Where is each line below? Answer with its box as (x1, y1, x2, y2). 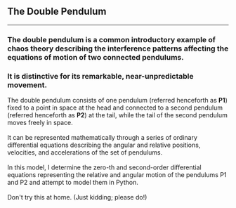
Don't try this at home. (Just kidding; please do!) (7, 193, 147, 202)
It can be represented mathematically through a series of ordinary (7, 134, 198, 142)
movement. (7, 80, 48, 90)
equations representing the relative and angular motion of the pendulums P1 (7, 171, 227, 179)
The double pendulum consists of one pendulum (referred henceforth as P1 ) (7, 96, 228, 105)
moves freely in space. (7, 119, 74, 127)
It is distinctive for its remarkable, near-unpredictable (7, 71, 195, 81)
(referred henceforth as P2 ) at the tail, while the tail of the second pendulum (7, 111, 228, 119)
